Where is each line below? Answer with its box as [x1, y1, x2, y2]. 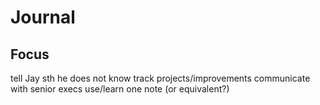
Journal [10, 6, 76, 29]
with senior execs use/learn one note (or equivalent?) [10, 83, 230, 95]
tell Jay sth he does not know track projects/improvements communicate [10, 72, 311, 84]
